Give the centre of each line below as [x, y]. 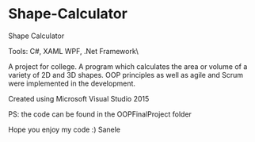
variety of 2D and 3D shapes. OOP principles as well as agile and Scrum [126, 75]
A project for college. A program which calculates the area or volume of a [128, 66]
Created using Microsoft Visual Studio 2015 [79, 98]
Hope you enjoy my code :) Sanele [65, 129]
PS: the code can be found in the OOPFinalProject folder [100, 114]
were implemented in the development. [72, 83]
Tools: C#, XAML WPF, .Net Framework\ [73, 51]
